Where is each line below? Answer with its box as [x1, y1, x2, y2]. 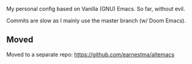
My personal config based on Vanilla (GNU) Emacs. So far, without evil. [6, 5, 185, 12]
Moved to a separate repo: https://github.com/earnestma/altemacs [6, 51, 175, 58]
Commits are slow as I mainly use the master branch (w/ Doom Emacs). [6, 17, 186, 24]
